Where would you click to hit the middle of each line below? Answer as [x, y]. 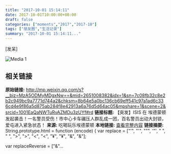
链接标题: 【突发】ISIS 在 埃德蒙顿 [130, 112]
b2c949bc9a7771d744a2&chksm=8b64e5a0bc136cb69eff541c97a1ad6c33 [84, 100]
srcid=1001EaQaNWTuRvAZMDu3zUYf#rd [49, 112]
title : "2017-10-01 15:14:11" [38, 10]
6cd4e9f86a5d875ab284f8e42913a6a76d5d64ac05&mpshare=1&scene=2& [86, 106]
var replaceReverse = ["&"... [34, 146]
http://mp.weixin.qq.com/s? [55, 89]
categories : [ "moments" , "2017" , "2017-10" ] [51, 24]
